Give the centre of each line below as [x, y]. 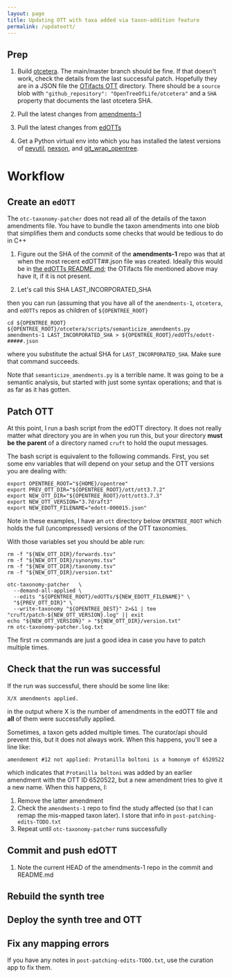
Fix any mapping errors [58, 943]
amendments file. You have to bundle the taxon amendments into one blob [113, 226]
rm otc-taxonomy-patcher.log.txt [55, 627]
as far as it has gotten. [39, 390]
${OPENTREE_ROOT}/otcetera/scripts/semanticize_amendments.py [99, 329]
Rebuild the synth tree [56, 897]
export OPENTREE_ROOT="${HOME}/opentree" [68, 484]
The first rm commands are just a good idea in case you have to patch [106, 640]
